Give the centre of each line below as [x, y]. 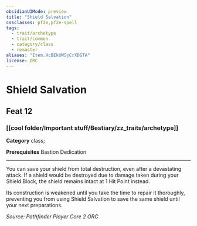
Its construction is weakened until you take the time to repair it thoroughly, [96, 193]
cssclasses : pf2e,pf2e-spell [42, 22]
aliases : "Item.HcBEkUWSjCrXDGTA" [48, 55]
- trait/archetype [34, 33]
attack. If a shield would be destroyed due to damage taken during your [92, 175]
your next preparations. [34, 205]
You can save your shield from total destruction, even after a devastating [94, 169]
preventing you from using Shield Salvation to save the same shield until [93, 199]
